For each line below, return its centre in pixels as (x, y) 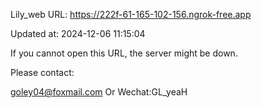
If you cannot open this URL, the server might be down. (124, 53)
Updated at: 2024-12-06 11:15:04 (78, 33)
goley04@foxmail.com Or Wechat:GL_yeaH (99, 92)
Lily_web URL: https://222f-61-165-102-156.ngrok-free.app (131, 14)
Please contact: (42, 72)
